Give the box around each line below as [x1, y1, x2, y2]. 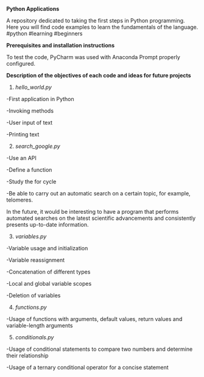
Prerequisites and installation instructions [6, 42, 115, 49]
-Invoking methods [6, 107, 54, 115]
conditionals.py [15, 334, 54, 340]
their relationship [6, 352, 49, 359]
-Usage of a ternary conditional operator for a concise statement [6, 364, 169, 371]
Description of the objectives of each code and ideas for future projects [6, 72, 191, 79]
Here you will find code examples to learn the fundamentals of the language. [6, 24, 199, 30]
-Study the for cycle [6, 178, 57, 185]
